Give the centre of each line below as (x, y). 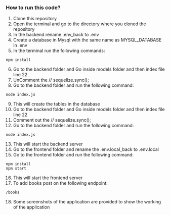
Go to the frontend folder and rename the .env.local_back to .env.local (86, 149)
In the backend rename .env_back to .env (56, 35)
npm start (16, 169)
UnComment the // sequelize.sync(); (51, 80)
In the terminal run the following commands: (59, 51)
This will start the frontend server (48, 178)
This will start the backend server (48, 144)
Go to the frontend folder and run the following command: (73, 155)
